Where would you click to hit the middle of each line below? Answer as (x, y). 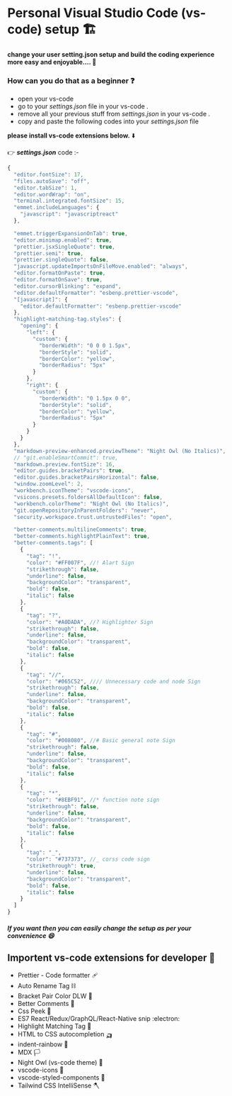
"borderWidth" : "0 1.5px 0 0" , (85, 398)
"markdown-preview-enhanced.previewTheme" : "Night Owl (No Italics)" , (120, 451)
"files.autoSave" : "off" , (52, 181)
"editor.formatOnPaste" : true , (60, 273)
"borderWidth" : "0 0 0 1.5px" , (85, 345)
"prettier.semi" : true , (48, 253)
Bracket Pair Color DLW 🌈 (55, 996)
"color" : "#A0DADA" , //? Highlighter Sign (89, 622)
